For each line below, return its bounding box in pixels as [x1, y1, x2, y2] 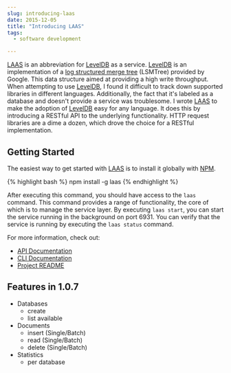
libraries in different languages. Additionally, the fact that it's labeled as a [7, 90, 214, 98]
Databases [16, 299, 48, 308]
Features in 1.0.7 [7, 281, 79, 293]
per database [27, 358, 65, 366]
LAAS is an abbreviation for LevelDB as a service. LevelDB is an [7, 60, 187, 69]
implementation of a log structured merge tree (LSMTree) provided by [7, 68, 205, 76]
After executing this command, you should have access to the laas [7, 190, 196, 199]
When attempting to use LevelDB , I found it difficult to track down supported [7, 82, 223, 91]
